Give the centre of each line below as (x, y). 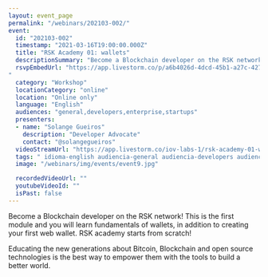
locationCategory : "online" (62, 90)
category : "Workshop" (51, 82)
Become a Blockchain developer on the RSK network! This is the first (121, 216)
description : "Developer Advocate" (82, 134)
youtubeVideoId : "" (48, 186)
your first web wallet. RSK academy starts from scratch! (100, 233)
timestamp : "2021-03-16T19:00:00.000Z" (82, 46)
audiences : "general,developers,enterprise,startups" (106, 113)
